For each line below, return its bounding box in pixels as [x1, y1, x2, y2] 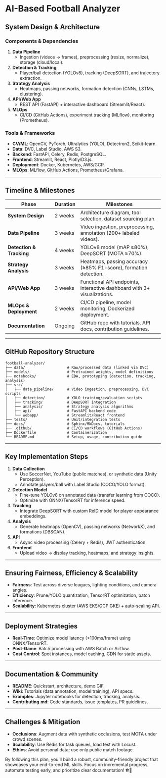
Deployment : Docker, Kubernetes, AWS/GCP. [12, 162, 105, 168]
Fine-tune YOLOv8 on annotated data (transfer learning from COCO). [19, 492, 161, 498]
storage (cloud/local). [19, 59, 64, 65]
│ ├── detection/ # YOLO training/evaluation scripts [5, 395, 142, 400]
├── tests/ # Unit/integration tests [5, 417, 121, 422]
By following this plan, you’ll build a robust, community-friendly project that [5, 756, 158, 762]
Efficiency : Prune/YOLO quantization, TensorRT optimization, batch [12, 592, 150, 598]
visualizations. [80, 291, 114, 298]
